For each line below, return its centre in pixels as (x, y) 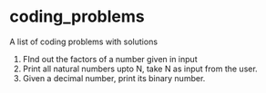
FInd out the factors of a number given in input (110, 59)
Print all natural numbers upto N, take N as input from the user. (140, 69)
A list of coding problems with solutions (83, 42)
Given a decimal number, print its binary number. (114, 78)
